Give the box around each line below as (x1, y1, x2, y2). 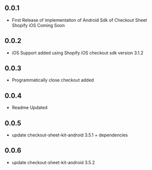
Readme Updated (11, 105, 48, 111)
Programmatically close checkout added (11, 77, 94, 83)
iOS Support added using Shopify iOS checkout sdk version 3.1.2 (11, 49, 144, 56)
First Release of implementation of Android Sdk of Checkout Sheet (11, 17, 148, 23)
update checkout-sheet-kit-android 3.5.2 (11, 159, 95, 165)
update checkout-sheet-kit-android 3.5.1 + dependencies (11, 132, 128, 138)
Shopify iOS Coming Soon (11, 22, 65, 28)
